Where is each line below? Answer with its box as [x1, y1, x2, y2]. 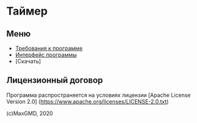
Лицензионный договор [6, 75, 103, 86]
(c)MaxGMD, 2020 [6, 110, 53, 117]
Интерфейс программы [15, 51, 77, 58]
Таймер [6, 4, 48, 18]
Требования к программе [15, 44, 83, 52]
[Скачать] [15, 58, 41, 65]
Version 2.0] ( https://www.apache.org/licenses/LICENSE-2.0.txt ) [6, 97, 169, 105]
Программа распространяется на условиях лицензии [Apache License [6, 91, 191, 99]
